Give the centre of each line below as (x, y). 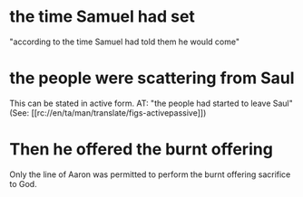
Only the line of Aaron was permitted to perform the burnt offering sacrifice (150, 174)
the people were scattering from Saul (152, 78)
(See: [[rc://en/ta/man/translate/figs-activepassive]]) (108, 113)
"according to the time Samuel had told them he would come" (125, 42)
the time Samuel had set (102, 17)
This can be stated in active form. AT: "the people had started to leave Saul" (151, 103)
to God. (24, 183)
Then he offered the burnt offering (142, 150)
